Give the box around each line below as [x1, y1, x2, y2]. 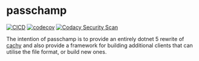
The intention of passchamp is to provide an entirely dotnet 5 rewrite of [6, 35, 184, 42]
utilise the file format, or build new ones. [6, 48, 107, 55]
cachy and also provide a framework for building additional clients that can [6, 42, 193, 49]
